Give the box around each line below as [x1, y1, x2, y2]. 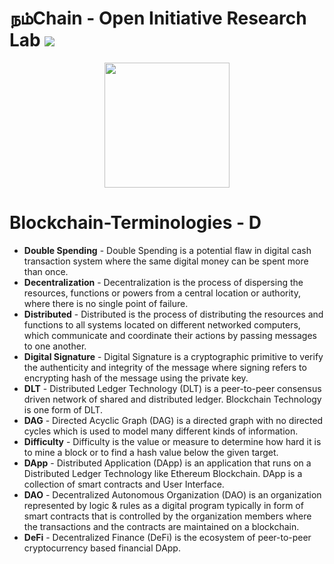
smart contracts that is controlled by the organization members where [23, 510, 312, 522]
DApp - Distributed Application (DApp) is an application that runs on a [23, 457, 312, 469]
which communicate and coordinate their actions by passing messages [23, 329, 317, 341]
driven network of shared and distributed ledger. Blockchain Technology [23, 393, 322, 405]
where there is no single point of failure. [23, 297, 189, 309]
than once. [23, 265, 69, 277]
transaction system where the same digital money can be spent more [23, 255, 309, 267]
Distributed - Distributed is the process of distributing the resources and [23, 308, 324, 320]
